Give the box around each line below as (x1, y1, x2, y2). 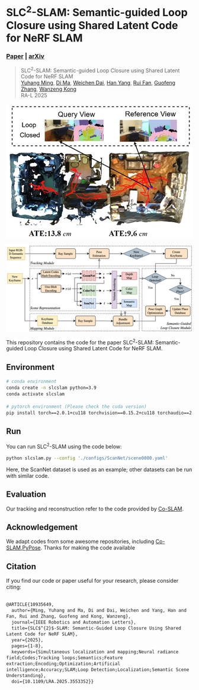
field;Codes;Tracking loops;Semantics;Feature (6, 655, 123, 661)
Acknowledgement (6, 522, 78, 532)
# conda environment (6, 379, 57, 385)
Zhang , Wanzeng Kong (20, 85, 77, 92)
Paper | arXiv (6, 52, 44, 60)
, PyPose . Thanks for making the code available (20, 544, 135, 551)
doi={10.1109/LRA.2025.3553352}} (11, 679, 94, 685)
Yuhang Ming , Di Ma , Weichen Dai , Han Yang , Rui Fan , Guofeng (20, 79, 176, 87)
